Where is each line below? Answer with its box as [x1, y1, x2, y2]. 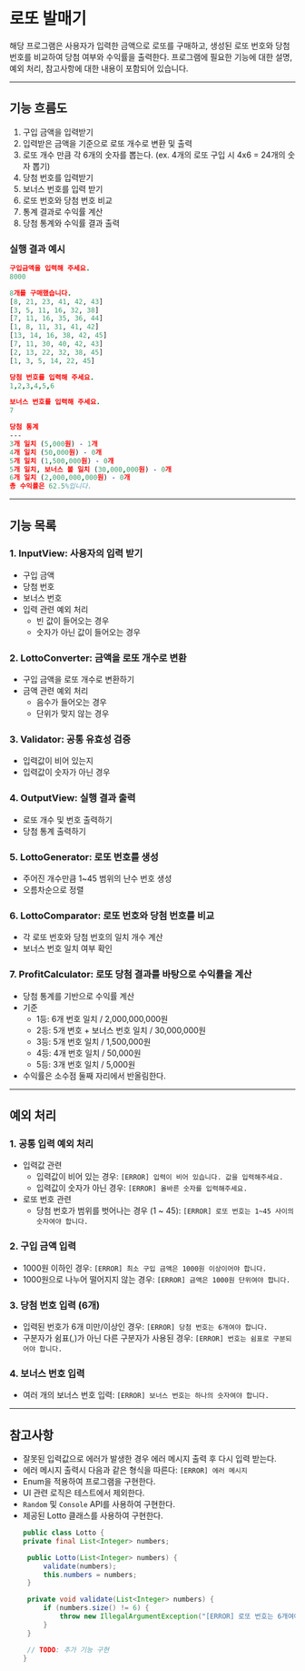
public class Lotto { [22, 1528, 105, 1538]
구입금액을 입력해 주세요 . [9, 264, 91, 273]
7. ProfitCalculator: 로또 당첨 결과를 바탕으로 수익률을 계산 [9, 968, 252, 981]
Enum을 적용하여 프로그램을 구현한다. [22, 1476, 156, 1487]
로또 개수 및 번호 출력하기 [22, 814, 113, 825]
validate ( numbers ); [43, 1562, 117, 1571]
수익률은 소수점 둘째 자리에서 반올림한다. [22, 1070, 166, 1081]
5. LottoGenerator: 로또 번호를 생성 [9, 850, 159, 863]
